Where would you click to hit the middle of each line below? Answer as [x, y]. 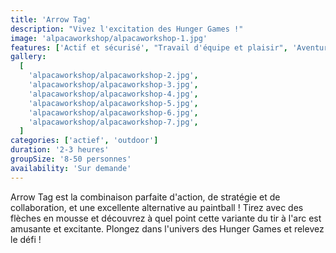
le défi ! [26, 239]
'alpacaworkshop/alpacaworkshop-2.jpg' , [113, 76]
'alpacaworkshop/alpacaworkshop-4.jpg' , [113, 94]
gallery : [28, 57]
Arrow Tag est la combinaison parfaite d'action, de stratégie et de [145, 197]
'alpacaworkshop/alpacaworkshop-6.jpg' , [113, 112]
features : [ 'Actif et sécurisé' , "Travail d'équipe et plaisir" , [149, 47]
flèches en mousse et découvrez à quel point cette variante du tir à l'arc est [166, 218]
